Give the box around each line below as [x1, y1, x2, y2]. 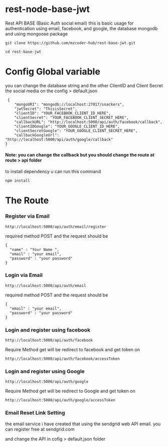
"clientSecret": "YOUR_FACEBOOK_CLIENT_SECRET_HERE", [14, 115, 129, 120]
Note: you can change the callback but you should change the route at [5, 152, 154, 158]
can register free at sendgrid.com [5, 426, 75, 432]
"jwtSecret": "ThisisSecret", [14, 106, 78, 111]
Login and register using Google [5, 368, 85, 375]
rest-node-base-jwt [5, 4, 90, 15]
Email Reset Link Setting [5, 409, 65, 416]
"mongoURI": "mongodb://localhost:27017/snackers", [14, 102, 124, 107]
